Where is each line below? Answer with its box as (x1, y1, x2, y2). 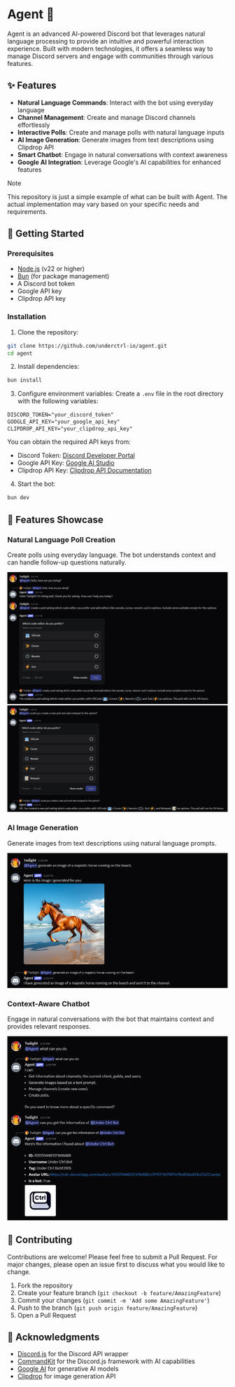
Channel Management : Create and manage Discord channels (17, 113, 196, 121)
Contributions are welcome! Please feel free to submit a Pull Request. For (7, 1252, 218, 1261)
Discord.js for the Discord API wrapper (17, 1350, 129, 1358)
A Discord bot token (17, 280, 76, 288)
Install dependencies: (17, 363, 80, 371)
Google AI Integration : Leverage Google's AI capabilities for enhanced (17, 158, 222, 166)
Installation (7, 312, 47, 322)
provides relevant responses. (7, 1022, 91, 1031)
